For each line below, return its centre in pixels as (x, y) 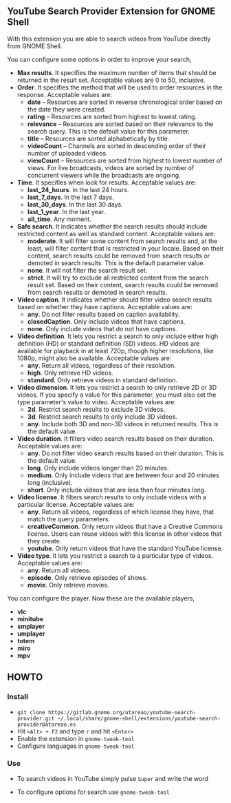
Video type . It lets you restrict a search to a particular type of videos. (115, 555)
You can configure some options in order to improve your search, (99, 59)
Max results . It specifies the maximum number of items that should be (117, 72)
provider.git (36, 718)
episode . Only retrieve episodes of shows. (87, 577)
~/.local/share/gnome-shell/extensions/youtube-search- (139, 718)
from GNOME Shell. (35, 46)
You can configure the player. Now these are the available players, (101, 598)
